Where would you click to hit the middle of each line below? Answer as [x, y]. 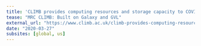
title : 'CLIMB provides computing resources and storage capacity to [95, 12]
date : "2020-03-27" [31, 28]
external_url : [24, 23]
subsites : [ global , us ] [36, 34]
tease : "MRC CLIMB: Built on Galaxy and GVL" [64, 17]
